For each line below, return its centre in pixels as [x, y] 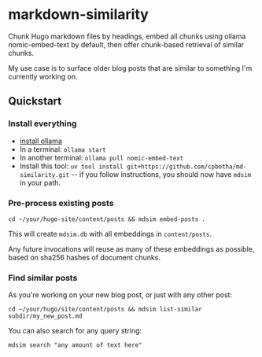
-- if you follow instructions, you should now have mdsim [161, 174]
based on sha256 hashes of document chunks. [85, 257]
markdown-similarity [79, 15]
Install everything [42, 123]
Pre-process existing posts [61, 203]
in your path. [40, 182]
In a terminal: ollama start [63, 149]
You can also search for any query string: [75, 331]
